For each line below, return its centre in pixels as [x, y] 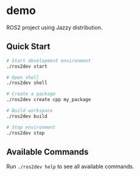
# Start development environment [49, 61]
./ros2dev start [27, 66]
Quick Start [28, 47]
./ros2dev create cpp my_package [49, 100]
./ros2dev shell [27, 83]
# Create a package [31, 94]
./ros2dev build [27, 116]
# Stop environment [31, 127]
